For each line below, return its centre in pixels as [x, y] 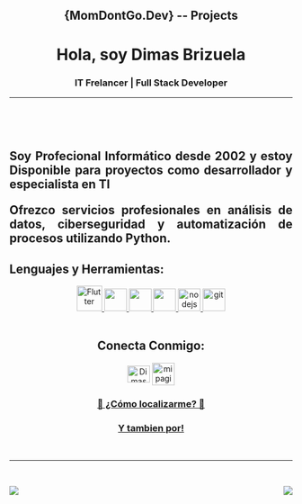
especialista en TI [60, 184]
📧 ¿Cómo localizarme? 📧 [151, 403]
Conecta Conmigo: [151, 346]
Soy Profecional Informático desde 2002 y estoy [151, 156]
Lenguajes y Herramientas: [87, 269]
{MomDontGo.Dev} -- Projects [151, 16]
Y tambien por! [151, 427]
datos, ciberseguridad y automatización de [151, 225]
